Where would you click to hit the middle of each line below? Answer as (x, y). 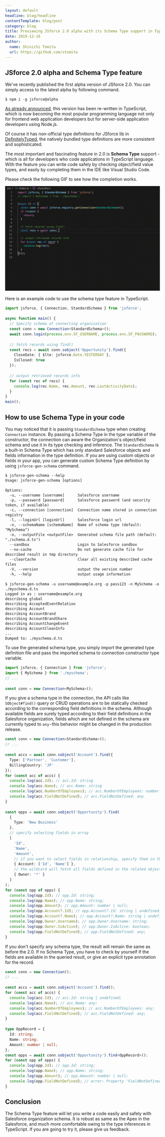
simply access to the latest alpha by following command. (62, 90)
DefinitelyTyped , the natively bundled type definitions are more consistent (80, 139)
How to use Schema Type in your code (65, 417)
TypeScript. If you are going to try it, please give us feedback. (68, 1129)
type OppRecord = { (25, 1029)
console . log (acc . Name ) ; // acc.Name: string (56, 786)
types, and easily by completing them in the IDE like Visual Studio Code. (78, 170)
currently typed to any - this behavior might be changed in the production (78, 724)
